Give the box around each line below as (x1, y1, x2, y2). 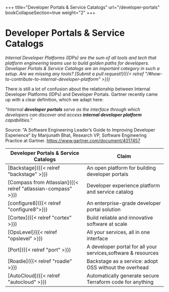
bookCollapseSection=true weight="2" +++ (5, 10, 96, 16)
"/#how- (145, 71, 162, 77)
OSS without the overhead (87, 264, 149, 271)
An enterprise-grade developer (87, 199, 161, 206)
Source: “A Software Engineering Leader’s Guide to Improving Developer (5, 127, 155, 133)
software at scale (87, 220, 127, 227)
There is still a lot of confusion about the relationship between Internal (5, 86, 150, 92)
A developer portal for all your (87, 243, 157, 250)
